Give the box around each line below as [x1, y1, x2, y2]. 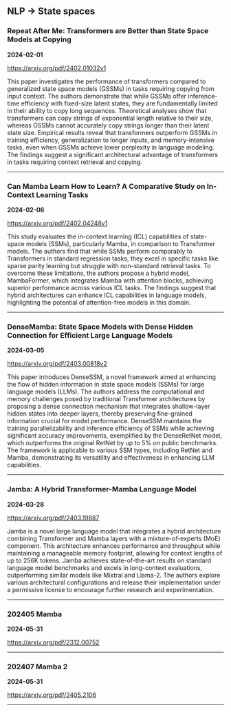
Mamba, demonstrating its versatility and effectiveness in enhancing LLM [7, 454, 215, 462]
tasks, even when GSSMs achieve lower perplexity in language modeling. [7, 143, 214, 151]
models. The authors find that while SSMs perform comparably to [7, 247, 192, 255]
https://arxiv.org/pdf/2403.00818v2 [7, 360, 108, 368]
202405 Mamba [7, 609, 63, 619]
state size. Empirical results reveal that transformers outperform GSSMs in [7, 128, 218, 136]
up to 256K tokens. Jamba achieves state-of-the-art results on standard [7, 556, 212, 564]
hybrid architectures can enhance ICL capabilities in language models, [7, 291, 206, 299]
